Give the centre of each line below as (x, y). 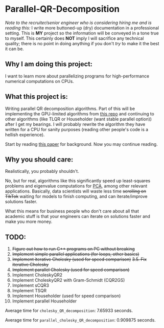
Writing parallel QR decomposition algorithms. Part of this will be (70, 109)
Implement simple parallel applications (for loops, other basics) (76, 254)
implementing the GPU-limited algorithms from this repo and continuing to (80, 113)
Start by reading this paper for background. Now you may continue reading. (82, 144)
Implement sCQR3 (31, 285)
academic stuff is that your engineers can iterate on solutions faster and (78, 217)
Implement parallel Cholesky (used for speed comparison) (71, 270)
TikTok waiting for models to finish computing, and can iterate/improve (76, 196)
